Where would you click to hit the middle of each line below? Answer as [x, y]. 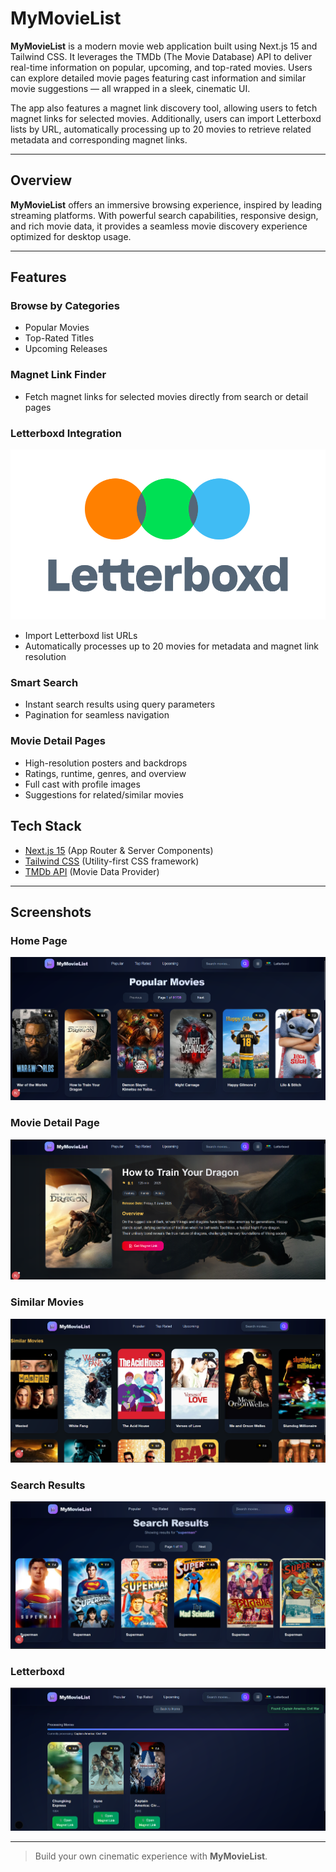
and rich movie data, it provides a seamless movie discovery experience [159, 226]
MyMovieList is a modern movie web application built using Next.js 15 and [164, 46]
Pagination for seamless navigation [97, 715]
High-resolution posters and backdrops [106, 763]
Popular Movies [57, 328]
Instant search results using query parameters [120, 704]
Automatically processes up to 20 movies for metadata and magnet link [171, 646]
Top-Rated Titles [59, 338]
